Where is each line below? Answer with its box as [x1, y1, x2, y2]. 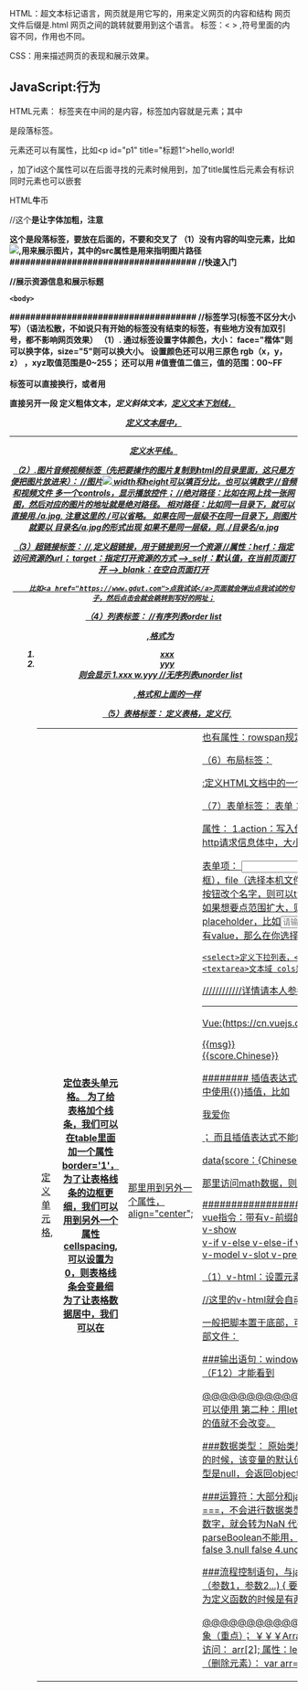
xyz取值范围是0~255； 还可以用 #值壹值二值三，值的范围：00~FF [31, 357, 283, 368]
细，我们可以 [62, 1200, 119, 1213]
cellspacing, [63, 1239, 118, 1252]
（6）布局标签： [202, 754, 272, 766]
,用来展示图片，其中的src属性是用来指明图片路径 [18, 245, 203, 256]
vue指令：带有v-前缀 [202, 1211, 294, 1224]
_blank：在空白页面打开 [118, 563, 209, 574]
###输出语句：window [202, 1353, 300, 1365]
